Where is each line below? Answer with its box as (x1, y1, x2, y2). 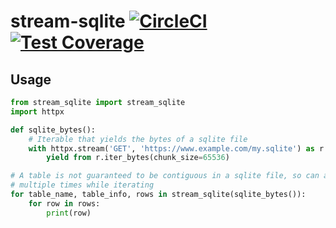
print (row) (46, 208, 92, 218)
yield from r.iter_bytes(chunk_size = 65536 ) (46, 153, 230, 163)
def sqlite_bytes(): (10, 125, 97, 135)
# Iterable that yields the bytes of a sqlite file (28, 134, 248, 144)
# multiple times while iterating (10, 180, 155, 190)
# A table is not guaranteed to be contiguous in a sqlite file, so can (10, 171, 320, 181)
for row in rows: (28, 198, 101, 209)
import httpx (10, 106, 65, 117)
